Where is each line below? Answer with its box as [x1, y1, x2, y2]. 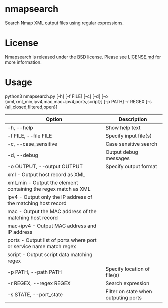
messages [105, 155, 130, 162]
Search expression [105, 280, 150, 287]
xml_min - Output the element [7, 179, 78, 186]
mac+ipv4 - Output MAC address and [7, 222, 96, 229]
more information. [5, 59, 42, 65]
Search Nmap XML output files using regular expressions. [5, 20, 124, 26]
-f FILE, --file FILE [7, 132, 52, 139]
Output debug [105, 148, 138, 155]
